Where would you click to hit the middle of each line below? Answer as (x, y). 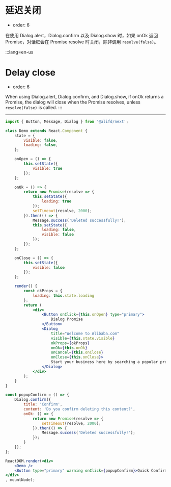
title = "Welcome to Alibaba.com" (85, 334)
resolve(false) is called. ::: (34, 107)
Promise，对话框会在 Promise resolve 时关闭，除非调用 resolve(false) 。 (82, 42)
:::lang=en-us (20, 52)
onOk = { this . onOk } (69, 348)
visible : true (47, 168)
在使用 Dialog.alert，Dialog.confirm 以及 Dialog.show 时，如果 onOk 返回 (82, 35)
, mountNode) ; (20, 480)
